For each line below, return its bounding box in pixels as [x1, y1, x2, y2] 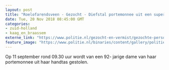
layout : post [5, 7, 33, 12]
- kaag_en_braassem [5, 30, 46, 35]
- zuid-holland [5, 26, 37, 31]
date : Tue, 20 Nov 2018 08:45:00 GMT [5, 16, 84, 21]
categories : [5, 21, 30, 26]
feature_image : [5, 40, 37, 45]
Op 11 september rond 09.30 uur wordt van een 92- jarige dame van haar [5, 53, 157, 59]
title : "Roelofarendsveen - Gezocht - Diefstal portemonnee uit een [5, 12, 152, 17]
